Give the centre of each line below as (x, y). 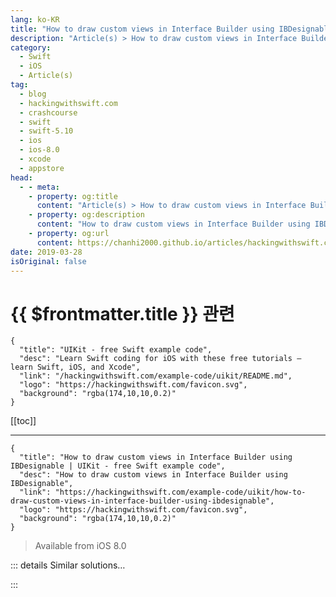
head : (21, 177)
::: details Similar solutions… (68, 565)
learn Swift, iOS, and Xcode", (75, 367)
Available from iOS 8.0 (80, 546)
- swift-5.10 (46, 131)
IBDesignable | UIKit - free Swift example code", (118, 466)
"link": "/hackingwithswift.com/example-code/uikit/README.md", (156, 376)
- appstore (42, 168)
